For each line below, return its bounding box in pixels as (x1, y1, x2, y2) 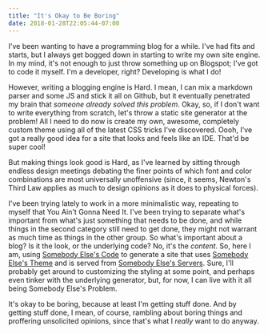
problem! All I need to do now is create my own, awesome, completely (8, 116, 240, 126)
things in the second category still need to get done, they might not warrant (8, 223, 258, 233)
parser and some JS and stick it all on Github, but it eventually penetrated (8, 91, 250, 100)
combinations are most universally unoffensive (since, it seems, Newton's (8, 174, 251, 184)
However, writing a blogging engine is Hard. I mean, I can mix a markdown (8, 82, 254, 92)
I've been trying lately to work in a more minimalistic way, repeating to (8, 198, 239, 208)
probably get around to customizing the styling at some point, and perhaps (8, 266, 255, 276)
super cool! (8, 142, 46, 151)
